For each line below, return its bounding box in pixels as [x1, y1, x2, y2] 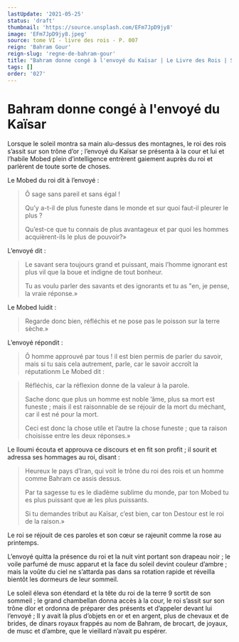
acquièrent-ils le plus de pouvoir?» [24, 233, 127, 241]
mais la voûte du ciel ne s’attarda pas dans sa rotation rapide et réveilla [7, 568, 216, 576]
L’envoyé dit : [7, 247, 46, 255]
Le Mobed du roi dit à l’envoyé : [7, 176, 100, 185]
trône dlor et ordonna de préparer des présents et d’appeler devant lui [7, 604, 213, 613]
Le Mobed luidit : [7, 303, 57, 312]
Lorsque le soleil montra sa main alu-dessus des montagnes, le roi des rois [7, 140, 226, 148]
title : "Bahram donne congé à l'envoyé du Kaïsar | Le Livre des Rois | [7, 57, 228, 64]
